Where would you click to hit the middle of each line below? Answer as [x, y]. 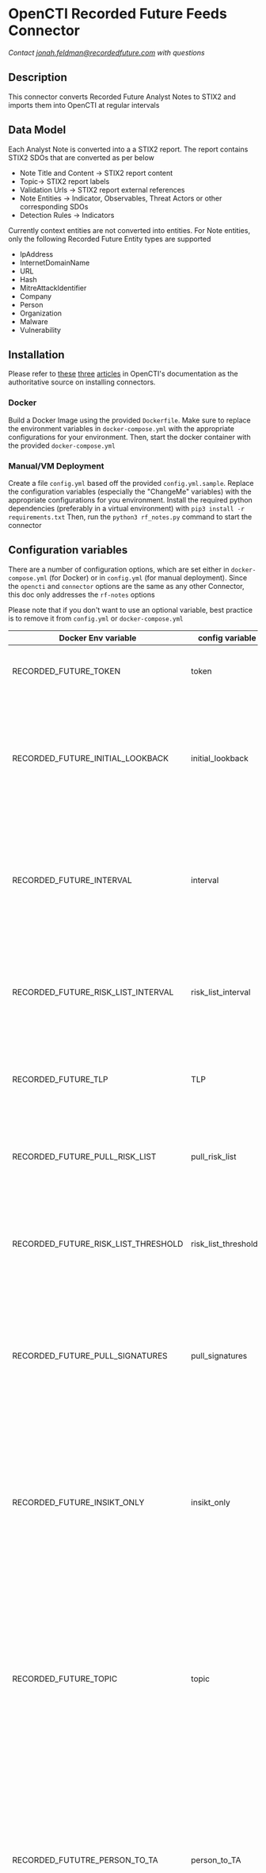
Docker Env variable [98, 637]
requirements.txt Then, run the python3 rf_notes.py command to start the [130, 517]
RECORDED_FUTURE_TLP [60, 1079]
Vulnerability [40, 330]
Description [38, 77]
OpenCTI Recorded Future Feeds [118, 14]
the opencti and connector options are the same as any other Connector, [126, 586]
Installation [36, 355]
